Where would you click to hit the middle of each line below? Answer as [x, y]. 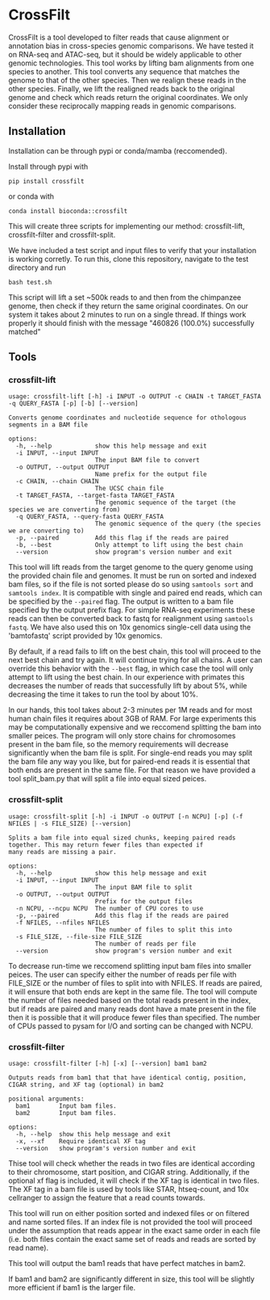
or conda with [31, 196]
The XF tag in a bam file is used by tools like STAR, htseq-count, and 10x [129, 1189]
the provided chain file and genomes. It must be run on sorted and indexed [132, 576]
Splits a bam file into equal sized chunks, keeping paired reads [122, 838]
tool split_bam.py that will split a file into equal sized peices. [108, 779]
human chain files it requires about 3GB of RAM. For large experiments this [132, 719]
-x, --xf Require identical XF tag [81, 1142]
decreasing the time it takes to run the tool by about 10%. [104, 694]
